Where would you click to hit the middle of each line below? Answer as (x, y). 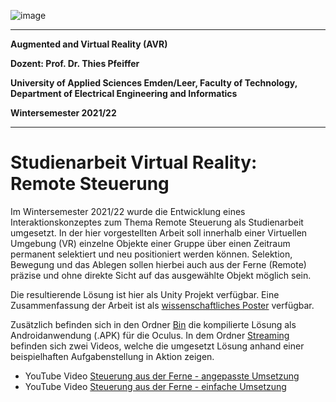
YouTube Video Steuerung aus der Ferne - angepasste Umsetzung (162, 376)
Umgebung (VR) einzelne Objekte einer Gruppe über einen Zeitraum (150, 243)
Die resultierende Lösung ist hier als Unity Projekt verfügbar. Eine (145, 294)
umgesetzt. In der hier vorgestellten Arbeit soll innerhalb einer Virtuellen (159, 232)
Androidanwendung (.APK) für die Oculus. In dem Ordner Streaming (150, 335)
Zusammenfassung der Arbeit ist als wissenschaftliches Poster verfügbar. (162, 305)
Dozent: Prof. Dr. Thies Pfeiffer (75, 63)
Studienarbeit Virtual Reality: (134, 162)
